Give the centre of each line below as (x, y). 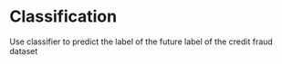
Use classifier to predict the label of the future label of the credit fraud (141, 41)
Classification (63, 17)
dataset (24, 50)
